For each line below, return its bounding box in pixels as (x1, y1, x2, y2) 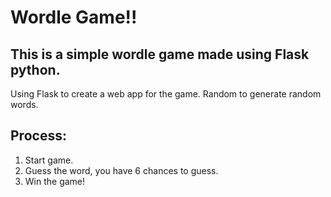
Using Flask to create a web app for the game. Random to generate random (10, 88, 322, 100)
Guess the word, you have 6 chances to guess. (24, 164, 219, 176)
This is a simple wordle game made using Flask (10, 46, 310, 63)
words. (10, 99, 39, 110)
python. (10, 61, 61, 78)
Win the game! (24, 175, 86, 187)
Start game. (24, 154, 74, 166)
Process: (10, 127, 67, 145)
